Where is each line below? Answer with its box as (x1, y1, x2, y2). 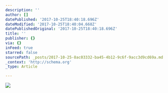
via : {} (5, 41, 22, 46)
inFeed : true (5, 45, 33, 50)
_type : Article (5, 64, 38, 69)
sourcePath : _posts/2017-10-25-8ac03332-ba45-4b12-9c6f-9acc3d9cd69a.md (5, 54, 163, 60)
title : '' (5, 31, 27, 36)
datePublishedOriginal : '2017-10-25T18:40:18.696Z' (5, 26, 117, 32)
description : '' (5, 7, 40, 13)
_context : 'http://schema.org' (5, 59, 72, 65)
